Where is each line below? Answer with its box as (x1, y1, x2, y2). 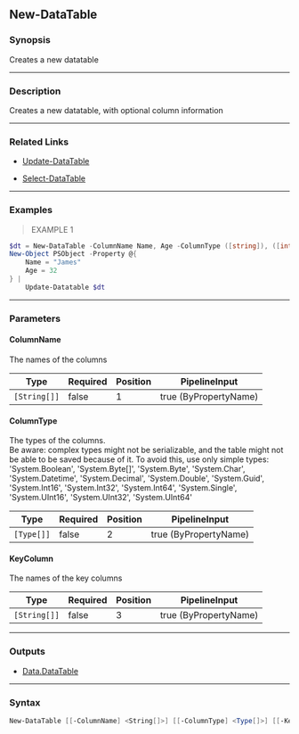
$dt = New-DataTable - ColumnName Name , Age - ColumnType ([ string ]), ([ (9, 241, 280, 251)
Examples (9, 204, 53, 217)
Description (9, 85, 61, 97)
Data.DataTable (21, 665, 78, 676)
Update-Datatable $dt (25, 283, 105, 292)
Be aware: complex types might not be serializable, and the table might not (9, 445, 284, 456)
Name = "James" (25, 258, 82, 267)
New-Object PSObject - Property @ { (9, 250, 138, 259)
